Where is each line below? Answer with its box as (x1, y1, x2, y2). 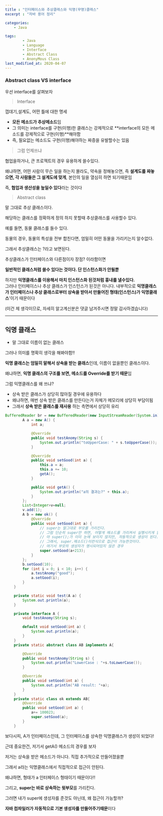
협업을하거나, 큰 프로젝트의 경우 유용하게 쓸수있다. (5, 158, 100, 164)
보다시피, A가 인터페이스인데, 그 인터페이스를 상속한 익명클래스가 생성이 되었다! (5, 733, 154, 739)
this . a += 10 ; (39, 467, 68, 472)
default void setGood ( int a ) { (22, 625, 86, 629)
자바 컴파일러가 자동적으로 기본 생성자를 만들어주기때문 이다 (5, 805, 116, 811)
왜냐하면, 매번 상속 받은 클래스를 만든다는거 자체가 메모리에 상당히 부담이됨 (12, 398, 154, 403)
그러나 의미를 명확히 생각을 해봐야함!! (5, 350, 75, 356)
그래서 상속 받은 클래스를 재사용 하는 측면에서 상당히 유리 (12, 403, 119, 409)
